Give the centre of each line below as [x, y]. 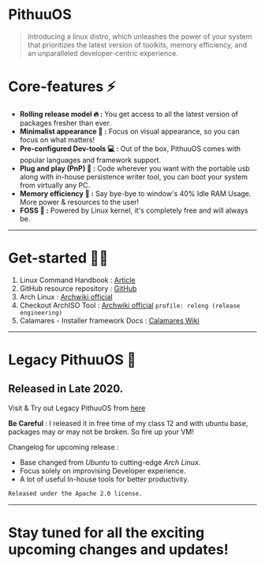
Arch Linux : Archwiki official [66, 296]
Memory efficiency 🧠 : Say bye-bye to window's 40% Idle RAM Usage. [135, 193]
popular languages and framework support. [90, 160]
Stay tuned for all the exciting [106, 532]
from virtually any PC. [55, 185]
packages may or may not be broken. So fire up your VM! [101, 432]
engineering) [41, 313]
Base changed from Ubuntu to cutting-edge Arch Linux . [110, 462]
